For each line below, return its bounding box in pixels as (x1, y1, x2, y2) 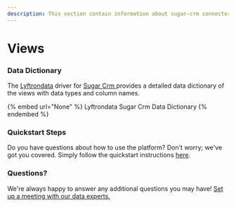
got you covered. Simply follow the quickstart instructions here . (7, 151, 191, 159)
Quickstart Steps (7, 128, 67, 138)
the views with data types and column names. (7, 89, 140, 98)
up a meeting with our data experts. (7, 192, 110, 200)
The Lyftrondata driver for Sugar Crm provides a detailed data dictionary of (7, 81, 225, 90)
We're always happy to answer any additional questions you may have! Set (7, 184, 223, 193)
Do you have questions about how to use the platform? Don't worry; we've (7, 143, 223, 152)
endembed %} (7, 110, 49, 119)
